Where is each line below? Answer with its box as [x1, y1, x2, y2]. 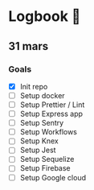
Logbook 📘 [8, 7, 81, 26]
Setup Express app [19, 109, 83, 119]
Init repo [19, 81, 48, 91]
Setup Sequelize [19, 155, 75, 164]
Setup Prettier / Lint [19, 100, 85, 109]
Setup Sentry [19, 118, 64, 128]
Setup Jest [19, 145, 56, 155]
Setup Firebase [19, 163, 71, 173]
